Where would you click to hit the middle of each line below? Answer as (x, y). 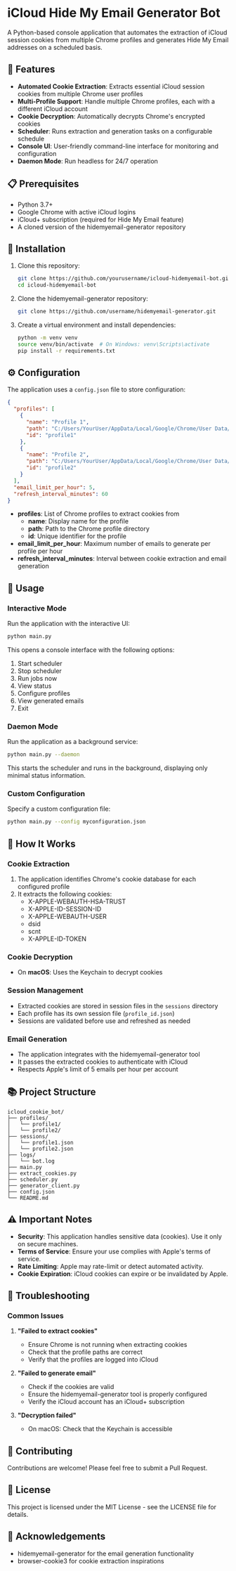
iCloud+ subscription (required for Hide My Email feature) (100, 219)
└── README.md (28, 1198)
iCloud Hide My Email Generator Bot (114, 13)
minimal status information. (46, 776)
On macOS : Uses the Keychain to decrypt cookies (90, 972)
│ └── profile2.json (40, 1149)
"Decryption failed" (47, 1415)
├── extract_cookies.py (42, 1173)
